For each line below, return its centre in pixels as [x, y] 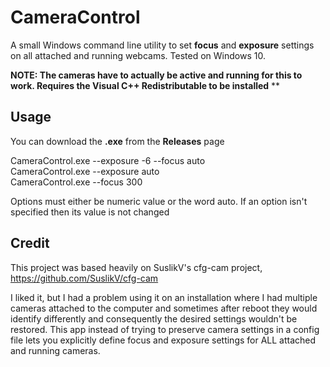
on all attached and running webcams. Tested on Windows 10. [138, 55]
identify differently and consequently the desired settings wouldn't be [154, 318]
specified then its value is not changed [90, 212]
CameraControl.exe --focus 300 [76, 182]
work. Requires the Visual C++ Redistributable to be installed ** [145, 85]
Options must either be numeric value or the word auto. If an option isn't [159, 201]
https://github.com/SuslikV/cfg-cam [84, 278]
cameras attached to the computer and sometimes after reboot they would [164, 308]
